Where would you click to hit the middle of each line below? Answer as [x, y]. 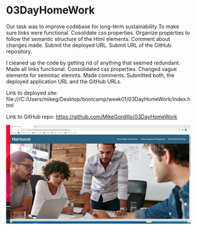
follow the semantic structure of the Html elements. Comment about [88, 39]
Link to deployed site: [32, 93]
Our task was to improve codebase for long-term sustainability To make [93, 26]
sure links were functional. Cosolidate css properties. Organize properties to [98, 32]
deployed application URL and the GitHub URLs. [64, 81]
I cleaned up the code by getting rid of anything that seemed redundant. [93, 63]
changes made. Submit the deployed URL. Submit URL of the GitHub [89, 45]
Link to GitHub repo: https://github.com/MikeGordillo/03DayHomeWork [92, 116]
